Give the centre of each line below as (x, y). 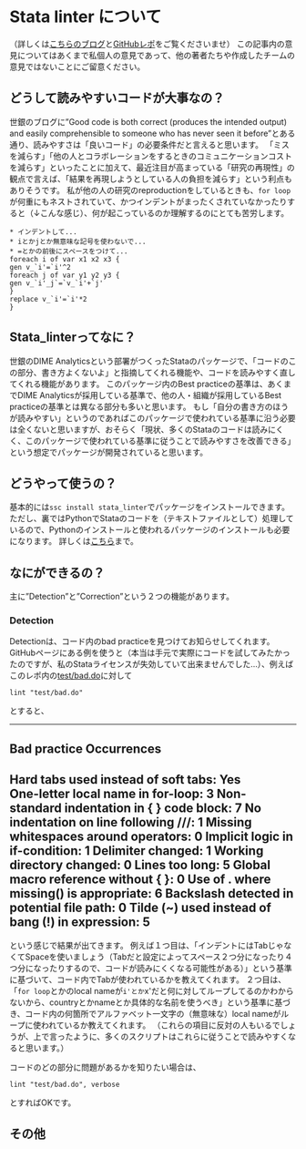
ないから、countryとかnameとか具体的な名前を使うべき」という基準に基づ (150, 1002)
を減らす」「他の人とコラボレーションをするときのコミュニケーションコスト (151, 156)
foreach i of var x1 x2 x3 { (65, 259)
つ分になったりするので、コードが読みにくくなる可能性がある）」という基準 (151, 968)
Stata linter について (86, 17)
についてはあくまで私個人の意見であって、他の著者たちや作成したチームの (156, 55)
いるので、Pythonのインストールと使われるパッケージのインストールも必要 (150, 530)
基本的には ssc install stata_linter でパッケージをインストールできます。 (149, 507)
